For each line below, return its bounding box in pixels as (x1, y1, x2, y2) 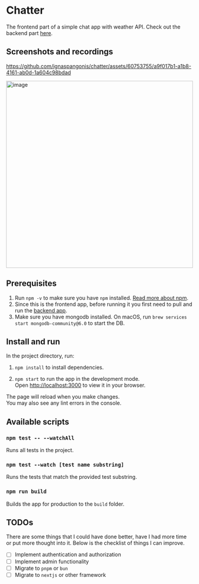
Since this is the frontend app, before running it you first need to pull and (14, 301, 192, 308)
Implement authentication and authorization (14, 551, 121, 558)
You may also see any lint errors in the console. (6, 399, 121, 407)
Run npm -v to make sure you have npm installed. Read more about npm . (14, 294, 188, 301)
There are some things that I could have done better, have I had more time (6, 533, 187, 541)
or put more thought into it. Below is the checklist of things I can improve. (6, 539, 185, 547)
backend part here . (6, 29, 53, 36)
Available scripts (6, 416, 69, 427)
